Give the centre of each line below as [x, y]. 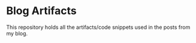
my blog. [17, 33]
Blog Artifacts [41, 11]
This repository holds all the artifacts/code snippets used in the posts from [98, 27]
